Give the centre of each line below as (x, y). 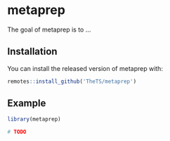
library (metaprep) (34, 119)
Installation (32, 52)
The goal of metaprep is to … (49, 29)
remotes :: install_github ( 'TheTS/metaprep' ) (72, 81)
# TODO (17, 132)
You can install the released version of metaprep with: (85, 68)
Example (27, 103)
